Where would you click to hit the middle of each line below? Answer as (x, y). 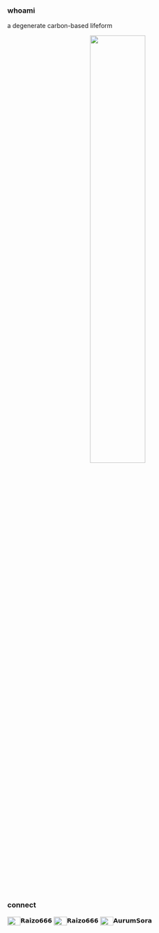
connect (22, 905)
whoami (21, 11)
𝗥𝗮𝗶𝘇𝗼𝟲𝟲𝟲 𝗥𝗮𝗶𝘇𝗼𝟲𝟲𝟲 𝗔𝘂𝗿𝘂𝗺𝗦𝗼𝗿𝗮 (87, 920)
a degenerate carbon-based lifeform (60, 26)
